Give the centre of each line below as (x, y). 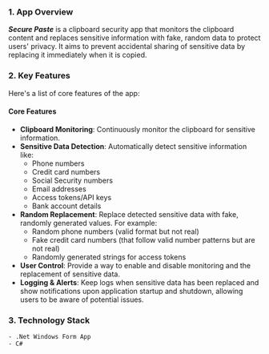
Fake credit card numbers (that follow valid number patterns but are (144, 239)
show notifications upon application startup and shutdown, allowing (131, 291)
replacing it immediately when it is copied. (78, 55)
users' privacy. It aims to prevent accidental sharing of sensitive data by (127, 46)
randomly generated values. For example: (88, 223)
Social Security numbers (72, 180)
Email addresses (59, 189)
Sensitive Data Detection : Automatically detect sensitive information (133, 146)
